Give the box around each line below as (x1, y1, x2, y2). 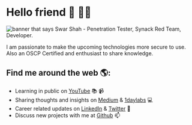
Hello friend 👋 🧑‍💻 (6, 5, 92, 19)
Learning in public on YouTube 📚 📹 (14, 87, 104, 94)
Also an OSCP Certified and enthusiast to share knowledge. (6, 49, 154, 56)
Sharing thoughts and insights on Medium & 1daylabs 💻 (14, 96, 153, 103)
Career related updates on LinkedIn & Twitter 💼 (14, 105, 131, 112)
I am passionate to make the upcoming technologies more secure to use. (6, 43, 186, 50)
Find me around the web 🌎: (6, 68, 111, 78)
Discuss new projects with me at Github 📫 (14, 111, 121, 119)
